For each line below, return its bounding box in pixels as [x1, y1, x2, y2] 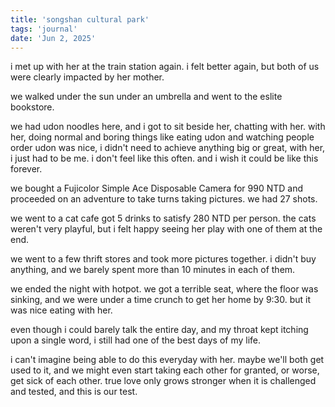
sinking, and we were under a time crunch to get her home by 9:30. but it [10, 294, 312, 306]
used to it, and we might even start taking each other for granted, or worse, [10, 364, 320, 376]
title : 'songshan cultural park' [10, 14, 150, 25]
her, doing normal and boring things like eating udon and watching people [10, 131, 315, 143]
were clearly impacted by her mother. [10, 71, 165, 83]
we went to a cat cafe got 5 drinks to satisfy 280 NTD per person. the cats [10, 212, 317, 225]
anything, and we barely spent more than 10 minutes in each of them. [10, 264, 296, 276]
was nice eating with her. [10, 304, 113, 316]
